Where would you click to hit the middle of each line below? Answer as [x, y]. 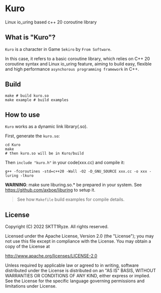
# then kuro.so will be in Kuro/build [44, 154]
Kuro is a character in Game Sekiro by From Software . [58, 49]
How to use [22, 115]
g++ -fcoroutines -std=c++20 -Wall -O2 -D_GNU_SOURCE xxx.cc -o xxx [76, 171]
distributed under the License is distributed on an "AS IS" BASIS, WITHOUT [80, 271]
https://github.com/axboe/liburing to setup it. [50, 190]
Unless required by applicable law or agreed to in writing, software [72, 265]
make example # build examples [37, 100]
